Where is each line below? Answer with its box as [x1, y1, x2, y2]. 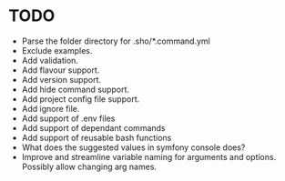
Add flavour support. [21, 65, 100, 75]
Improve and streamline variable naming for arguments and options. [21, 151, 277, 162]
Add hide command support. [21, 84, 129, 95]
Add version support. [21, 74, 102, 85]
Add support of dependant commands [21, 122, 166, 133]
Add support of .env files [21, 113, 116, 124]
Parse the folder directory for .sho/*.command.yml [21, 35, 210, 46]
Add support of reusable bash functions [21, 132, 172, 143]
